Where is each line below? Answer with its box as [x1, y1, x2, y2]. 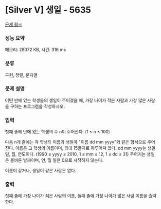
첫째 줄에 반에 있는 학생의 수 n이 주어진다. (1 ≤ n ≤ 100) [5, 129, 110, 135]
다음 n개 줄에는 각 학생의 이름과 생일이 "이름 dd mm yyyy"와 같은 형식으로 [5, 139, 146, 145]
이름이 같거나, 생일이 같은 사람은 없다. [5, 168, 76, 174]
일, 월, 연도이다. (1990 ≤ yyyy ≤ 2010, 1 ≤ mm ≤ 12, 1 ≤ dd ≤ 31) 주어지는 [5, 151, 146, 157]
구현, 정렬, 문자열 [5, 72, 38, 78]
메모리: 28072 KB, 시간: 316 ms [5, 47, 66, 52]
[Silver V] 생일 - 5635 [5, 4, 91, 16]
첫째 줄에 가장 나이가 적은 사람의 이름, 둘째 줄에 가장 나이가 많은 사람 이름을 [5, 193, 147, 199]
